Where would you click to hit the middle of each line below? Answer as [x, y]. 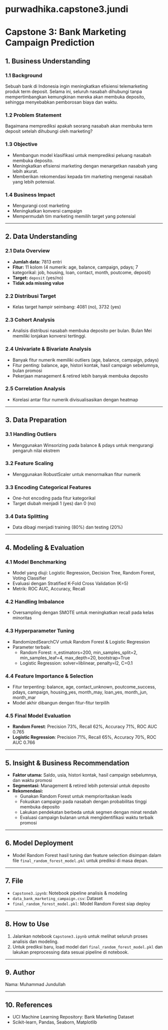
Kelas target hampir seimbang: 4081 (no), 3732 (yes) [67, 306]
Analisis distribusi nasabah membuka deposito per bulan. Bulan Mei [82, 330]
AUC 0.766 [24, 742]
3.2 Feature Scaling [29, 463]
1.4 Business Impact [30, 194]
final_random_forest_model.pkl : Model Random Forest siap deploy [81, 903]
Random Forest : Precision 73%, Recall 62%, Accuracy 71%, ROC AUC [85, 726]
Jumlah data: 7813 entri [37, 261]
